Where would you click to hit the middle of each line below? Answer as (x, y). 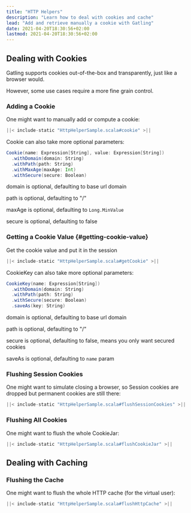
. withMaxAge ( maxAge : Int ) (44, 169)
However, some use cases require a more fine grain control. (80, 91)
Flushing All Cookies (37, 420)
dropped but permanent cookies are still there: (63, 394)
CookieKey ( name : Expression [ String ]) (53, 283)
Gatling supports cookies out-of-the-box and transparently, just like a (92, 73)
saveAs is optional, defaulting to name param (60, 359)
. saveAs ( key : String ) (39, 306)
